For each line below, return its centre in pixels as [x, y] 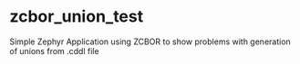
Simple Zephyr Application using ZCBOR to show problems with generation [150, 41]
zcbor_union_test [77, 17]
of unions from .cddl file [54, 50]
